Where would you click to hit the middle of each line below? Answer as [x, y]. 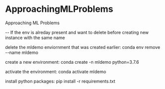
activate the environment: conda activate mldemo [56, 71]
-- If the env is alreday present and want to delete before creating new [77, 32]
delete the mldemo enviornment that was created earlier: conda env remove [83, 47]
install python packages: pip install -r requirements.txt [60, 81]
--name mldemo [22, 52]
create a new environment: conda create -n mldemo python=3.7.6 [72, 62]
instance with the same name [35, 38]
